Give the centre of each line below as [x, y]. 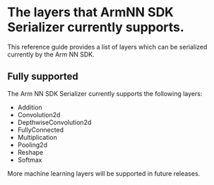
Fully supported [43, 77]
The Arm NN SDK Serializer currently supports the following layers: [105, 93]
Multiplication [37, 137]
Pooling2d [32, 145]
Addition [30, 107]
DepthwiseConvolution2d [54, 122]
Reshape [30, 152]
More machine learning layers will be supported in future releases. [104, 173]
